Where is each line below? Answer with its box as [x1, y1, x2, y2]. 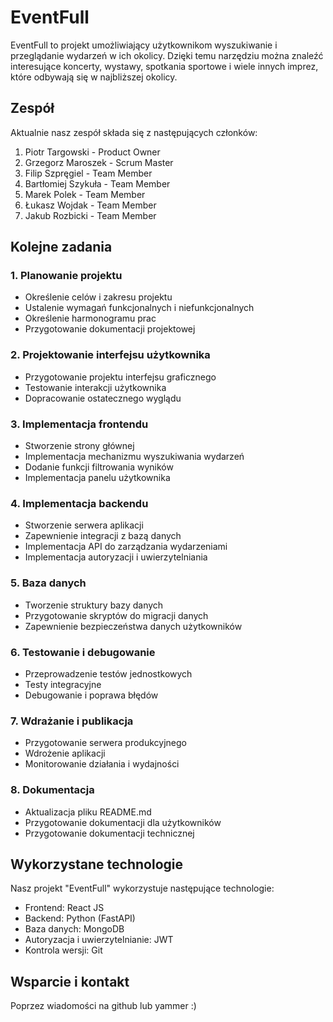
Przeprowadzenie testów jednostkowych [24, 667, 193, 680]
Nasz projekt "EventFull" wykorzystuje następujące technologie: [10, 882, 275, 895]
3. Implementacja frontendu [10, 417, 149, 431]
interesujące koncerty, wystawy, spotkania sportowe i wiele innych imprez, [10, 60, 319, 72]
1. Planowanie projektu [10, 269, 123, 283]
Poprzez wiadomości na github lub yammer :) [10, 1000, 197, 1012]
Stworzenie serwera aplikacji [24, 519, 144, 531]
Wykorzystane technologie [10, 856, 184, 873]
